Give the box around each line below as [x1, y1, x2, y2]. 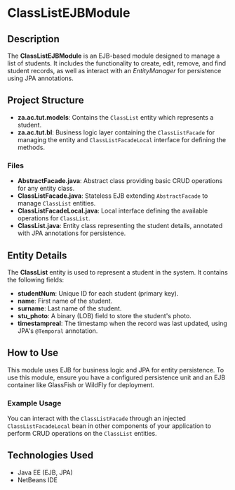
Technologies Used [7, 449, 93, 462]
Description [7, 33, 60, 45]
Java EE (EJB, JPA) [17, 468, 74, 477]
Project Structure [7, 94, 84, 106]
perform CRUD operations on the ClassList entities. [7, 429, 157, 438]
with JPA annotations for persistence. [17, 229, 126, 237]
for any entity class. [17, 184, 75, 193]
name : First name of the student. [17, 296, 113, 305]
